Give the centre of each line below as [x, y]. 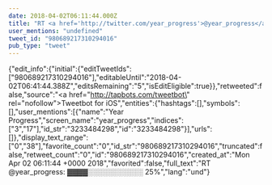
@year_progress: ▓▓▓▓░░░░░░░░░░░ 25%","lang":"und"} [109, 172]
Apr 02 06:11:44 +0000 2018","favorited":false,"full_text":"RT [110, 163]
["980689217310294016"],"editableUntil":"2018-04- [95, 78]
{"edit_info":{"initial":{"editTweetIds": [70, 69]
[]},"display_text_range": [49, 137]
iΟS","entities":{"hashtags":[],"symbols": [173, 103]
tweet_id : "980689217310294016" [63, 38]
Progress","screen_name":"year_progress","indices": [96, 120]
